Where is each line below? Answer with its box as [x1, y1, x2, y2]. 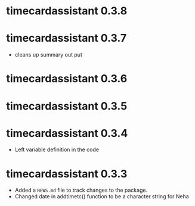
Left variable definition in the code [14, 146, 100, 153]
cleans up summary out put [14, 51, 82, 58]
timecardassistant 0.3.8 [6, 4, 128, 18]
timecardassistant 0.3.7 [6, 32, 127, 45]
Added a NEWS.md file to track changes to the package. [14, 186, 148, 194]
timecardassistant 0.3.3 [6, 167, 128, 180]
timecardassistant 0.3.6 [6, 72, 128, 86]
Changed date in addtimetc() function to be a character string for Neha [14, 193, 189, 200]
